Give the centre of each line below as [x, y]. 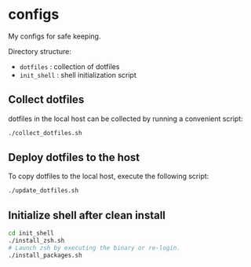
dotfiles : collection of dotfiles [69, 66]
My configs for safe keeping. [55, 36]
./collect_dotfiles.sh [45, 133]
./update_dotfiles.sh [44, 191]
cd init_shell [31, 233]
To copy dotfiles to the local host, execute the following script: [109, 176]
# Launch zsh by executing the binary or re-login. [94, 248]
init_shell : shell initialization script [78, 75]
